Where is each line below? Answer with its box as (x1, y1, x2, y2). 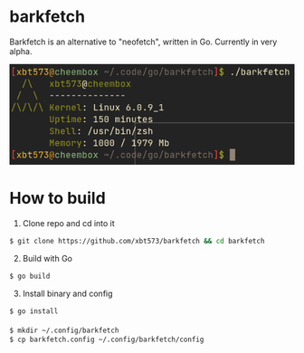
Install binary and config (22, 288, 113, 299)
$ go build (9, 272, 51, 281)
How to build (9, 188, 106, 209)
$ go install (9, 306, 59, 316)
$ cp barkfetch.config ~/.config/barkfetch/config (9, 335, 204, 345)
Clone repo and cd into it (22, 218, 115, 229)
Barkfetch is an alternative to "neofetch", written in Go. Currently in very (9, 36, 278, 47)
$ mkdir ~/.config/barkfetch (9, 326, 119, 335)
